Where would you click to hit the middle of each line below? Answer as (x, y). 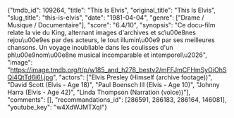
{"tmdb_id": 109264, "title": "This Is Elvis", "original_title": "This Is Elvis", (112, 10)
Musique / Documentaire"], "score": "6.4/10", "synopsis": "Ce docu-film (112, 25)
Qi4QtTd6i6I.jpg (30, 77)
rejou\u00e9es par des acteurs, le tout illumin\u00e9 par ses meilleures (111, 40)
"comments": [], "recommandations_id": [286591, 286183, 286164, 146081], (117, 100)
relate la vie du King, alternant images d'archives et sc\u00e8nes (101, 32)
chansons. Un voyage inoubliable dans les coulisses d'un (91, 47)
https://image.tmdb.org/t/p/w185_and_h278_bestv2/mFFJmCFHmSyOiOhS (118, 70)
